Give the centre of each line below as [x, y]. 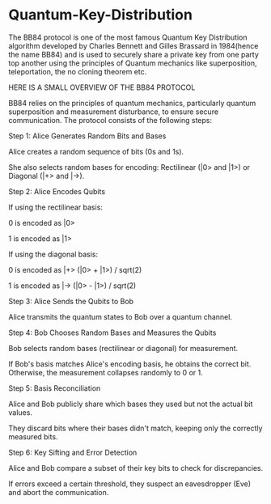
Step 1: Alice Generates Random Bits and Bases [87, 136]
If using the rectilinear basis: [56, 207]
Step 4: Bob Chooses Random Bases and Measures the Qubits [112, 332]
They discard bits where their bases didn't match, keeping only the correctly [135, 428]
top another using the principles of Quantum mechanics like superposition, [133, 63]
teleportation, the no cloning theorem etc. [78, 71]
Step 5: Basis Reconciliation [55, 388]
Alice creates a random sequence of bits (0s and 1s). [96, 151]
